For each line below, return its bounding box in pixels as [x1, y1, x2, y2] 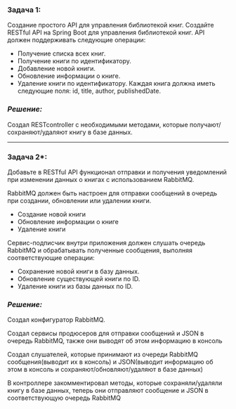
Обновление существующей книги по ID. [17, 274, 140, 283]
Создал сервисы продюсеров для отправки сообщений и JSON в [7, 329, 204, 338]
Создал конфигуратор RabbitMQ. [7, 316, 105, 324]
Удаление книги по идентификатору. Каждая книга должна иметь [17, 79, 216, 88]
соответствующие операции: [7, 253, 95, 261]
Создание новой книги [17, 209, 86, 219]
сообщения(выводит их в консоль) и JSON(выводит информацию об [7, 358, 214, 366]
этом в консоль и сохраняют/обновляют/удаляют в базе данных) [7, 365, 204, 374]
